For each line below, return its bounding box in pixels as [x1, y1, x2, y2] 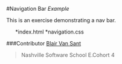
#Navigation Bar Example [6, 5, 69, 12]
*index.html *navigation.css [14, 28, 85, 35]
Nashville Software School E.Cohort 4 [21, 51, 115, 59]
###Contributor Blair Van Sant [6, 40, 82, 47]
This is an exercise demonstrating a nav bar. [6, 17, 117, 23]
